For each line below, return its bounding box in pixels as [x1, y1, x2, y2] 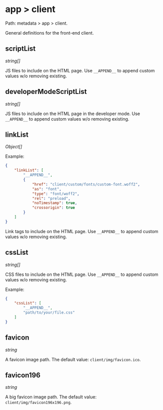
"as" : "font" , [32, 186, 62, 191]
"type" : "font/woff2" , [32, 191, 80, 196]
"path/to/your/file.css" [23, 310, 75, 315]
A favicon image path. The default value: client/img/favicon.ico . [5, 356, 141, 362]
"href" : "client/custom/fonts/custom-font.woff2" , [32, 182, 140, 187]
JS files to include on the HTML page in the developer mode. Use [5, 111, 140, 117]
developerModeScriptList [5, 87, 87, 96]
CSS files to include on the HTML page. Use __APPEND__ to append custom [5, 271, 159, 277]
